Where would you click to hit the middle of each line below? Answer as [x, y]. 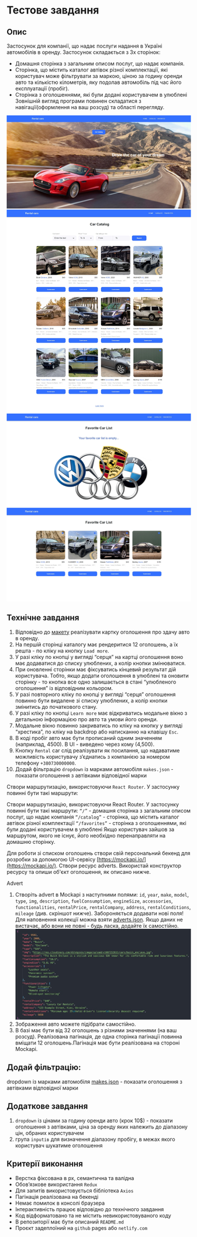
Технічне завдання [43, 618]
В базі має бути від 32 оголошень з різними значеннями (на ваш [96, 1030]
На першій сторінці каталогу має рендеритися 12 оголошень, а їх [96, 644]
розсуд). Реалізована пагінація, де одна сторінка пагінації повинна [98, 1037]
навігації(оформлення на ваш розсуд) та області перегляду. [90, 107]
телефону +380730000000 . [46, 763]
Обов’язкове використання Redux [56, 1184]
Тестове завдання [53, 10]
